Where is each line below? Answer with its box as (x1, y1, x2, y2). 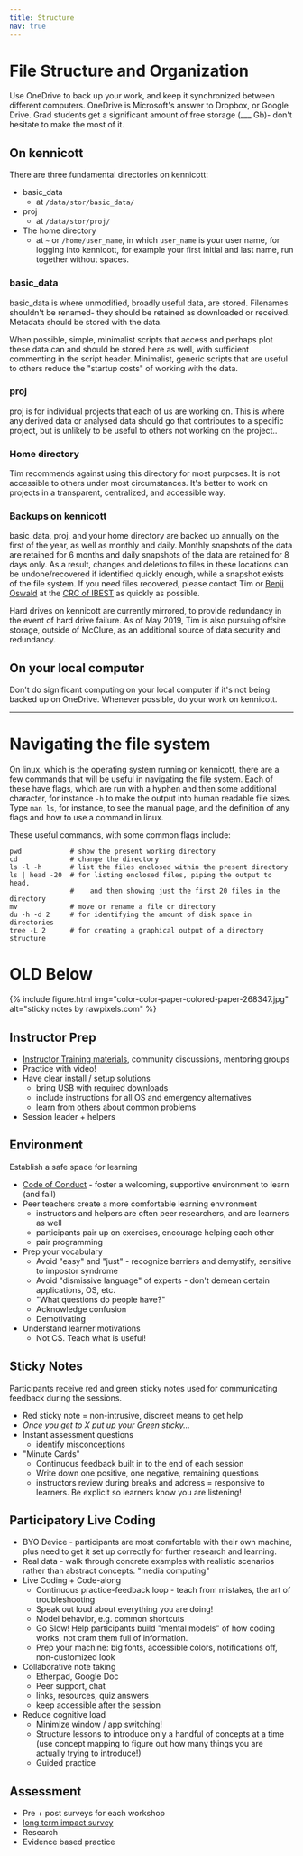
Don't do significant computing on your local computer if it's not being (9, 684, 271, 696)
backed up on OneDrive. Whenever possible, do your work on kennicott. (9, 694, 278, 705)
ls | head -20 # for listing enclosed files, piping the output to (9, 871, 272, 880)
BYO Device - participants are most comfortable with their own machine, (22, 1537, 293, 1548)
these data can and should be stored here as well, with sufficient (9, 343, 250, 354)
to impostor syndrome (35, 1265, 119, 1276)
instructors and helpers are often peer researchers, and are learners (35, 1207, 289, 1218)
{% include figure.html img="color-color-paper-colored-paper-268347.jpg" (9, 994, 289, 1005)
